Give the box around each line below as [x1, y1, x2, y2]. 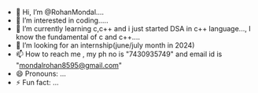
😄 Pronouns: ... [15, 69, 67, 78]
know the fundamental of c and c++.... [15, 32, 140, 41]
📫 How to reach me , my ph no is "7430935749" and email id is [15, 49, 223, 59]
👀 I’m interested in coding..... [15, 16, 109, 25]
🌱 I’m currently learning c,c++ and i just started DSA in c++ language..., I [15, 24, 251, 33]
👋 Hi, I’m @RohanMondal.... [15, 8, 105, 16]
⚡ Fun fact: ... [15, 78, 59, 87]
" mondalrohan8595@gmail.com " [15, 61, 123, 70]
